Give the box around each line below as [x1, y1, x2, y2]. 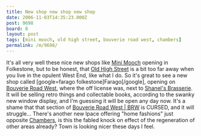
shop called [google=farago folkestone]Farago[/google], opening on [6, 78, 176, 85]
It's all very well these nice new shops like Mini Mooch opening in [6, 58, 169, 66]
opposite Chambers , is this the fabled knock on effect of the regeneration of [6, 116, 195, 123]
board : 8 [6, 25, 28, 32]
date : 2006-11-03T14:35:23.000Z [6, 14, 87, 20]
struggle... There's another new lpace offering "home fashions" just [6, 110, 173, 117]
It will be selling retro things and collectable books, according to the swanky [6, 91, 195, 98]
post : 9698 [6, 20, 34, 26]
